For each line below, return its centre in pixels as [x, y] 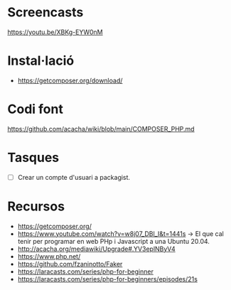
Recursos [36, 206]
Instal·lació [41, 61]
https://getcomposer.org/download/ [70, 80]
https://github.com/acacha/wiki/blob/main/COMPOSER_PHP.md [101, 129]
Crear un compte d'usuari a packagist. [74, 177]
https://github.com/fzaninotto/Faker [70, 264]
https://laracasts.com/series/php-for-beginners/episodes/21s [107, 279]
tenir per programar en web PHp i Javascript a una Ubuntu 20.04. [113, 241]
